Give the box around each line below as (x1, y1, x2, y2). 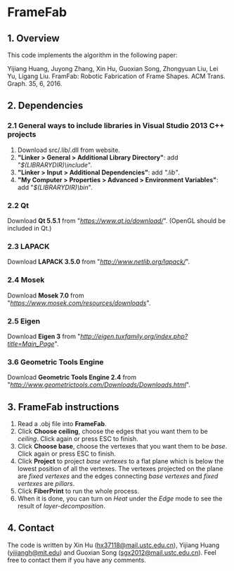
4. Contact (7, 522, 55, 534)
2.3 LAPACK (7, 241, 50, 251)
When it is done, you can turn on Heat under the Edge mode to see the (17, 494, 223, 503)
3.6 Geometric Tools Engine (7, 357, 104, 366)
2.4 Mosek (7, 275, 45, 285)
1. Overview (7, 32, 60, 44)
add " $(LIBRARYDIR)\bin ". (17, 183, 93, 191)
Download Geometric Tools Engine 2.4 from (7, 373, 137, 382)
